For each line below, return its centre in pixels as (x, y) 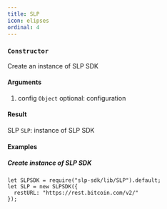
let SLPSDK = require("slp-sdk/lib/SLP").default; (84, 180)
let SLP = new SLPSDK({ (43, 186)
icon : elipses (29, 21)
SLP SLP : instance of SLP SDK (51, 131)
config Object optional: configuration (72, 98)
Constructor (28, 51)
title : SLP (24, 14)
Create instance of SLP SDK (50, 163)
